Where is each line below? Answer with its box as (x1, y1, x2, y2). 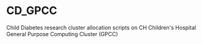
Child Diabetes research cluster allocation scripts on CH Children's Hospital (6, 24, 197, 31)
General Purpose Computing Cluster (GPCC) (6, 30, 118, 37)
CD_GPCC (6, 4, 57, 18)
